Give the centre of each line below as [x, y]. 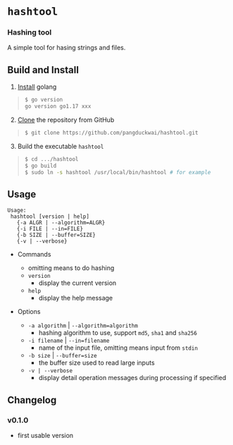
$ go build [40, 166]
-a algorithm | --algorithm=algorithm [83, 325]
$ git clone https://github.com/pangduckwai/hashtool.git [111, 133]
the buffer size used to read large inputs [96, 363]
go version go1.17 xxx [58, 106]
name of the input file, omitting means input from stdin [118, 348]
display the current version [77, 283]
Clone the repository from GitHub [66, 120]
